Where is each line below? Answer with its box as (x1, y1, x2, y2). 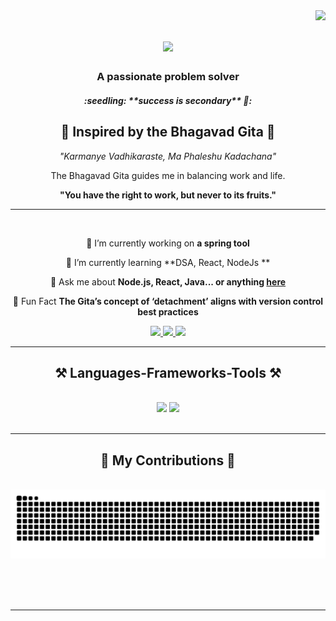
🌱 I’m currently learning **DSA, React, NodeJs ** (65, 256, 271, 268)
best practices (137, 305, 199, 318)
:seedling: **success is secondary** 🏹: (83, 94, 253, 106)
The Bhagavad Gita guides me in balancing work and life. (50, 169, 286, 181)
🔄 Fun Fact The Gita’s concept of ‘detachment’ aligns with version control (12, 295, 324, 307)
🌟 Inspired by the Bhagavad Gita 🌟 (60, 124, 276, 141)
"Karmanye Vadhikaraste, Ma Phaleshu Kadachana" (59, 150, 277, 162)
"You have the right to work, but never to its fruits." (59, 189, 277, 201)
